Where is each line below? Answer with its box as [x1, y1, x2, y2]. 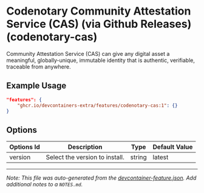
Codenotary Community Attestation [6, 4, 191, 18]
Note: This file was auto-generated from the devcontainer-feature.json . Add [6, 174, 197, 181]
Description [67, 143, 103, 151]
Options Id [9, 143, 41, 151]
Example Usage [6, 81, 67, 91]
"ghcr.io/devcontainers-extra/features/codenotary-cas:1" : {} [17, 102, 178, 109]
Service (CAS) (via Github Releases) [6, 17, 192, 31]
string [130, 153, 147, 161]
